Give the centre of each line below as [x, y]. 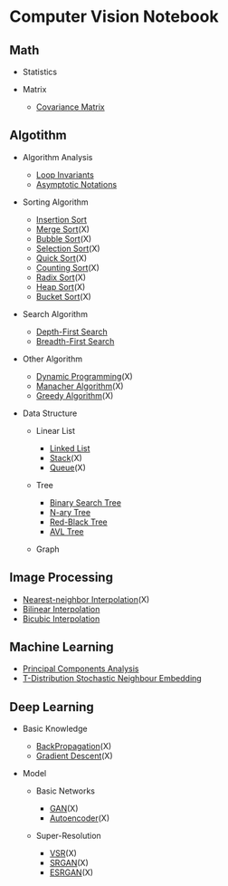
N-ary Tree [70, 512]
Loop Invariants [65, 175]
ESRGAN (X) [71, 872]
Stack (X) [66, 457]
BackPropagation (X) [74, 746]
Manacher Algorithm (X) [80, 386]
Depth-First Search [72, 332]
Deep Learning [52, 707]
